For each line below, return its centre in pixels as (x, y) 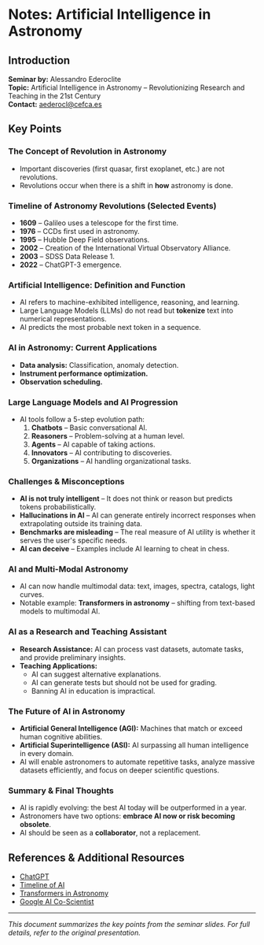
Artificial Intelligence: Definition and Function (97, 285)
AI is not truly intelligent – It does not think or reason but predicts (126, 498)
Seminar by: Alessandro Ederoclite (65, 79)
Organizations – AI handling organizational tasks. (111, 461)
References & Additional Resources (96, 857)
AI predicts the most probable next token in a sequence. (110, 328)
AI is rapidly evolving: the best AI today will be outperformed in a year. (133, 808)
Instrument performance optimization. (84, 373)
